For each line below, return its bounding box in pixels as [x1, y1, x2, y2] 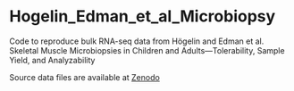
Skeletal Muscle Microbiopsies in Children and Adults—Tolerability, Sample [9, 45, 285, 55]
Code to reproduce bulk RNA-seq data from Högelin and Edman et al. [9, 36, 265, 46]
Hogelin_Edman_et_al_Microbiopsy [9, 6, 276, 27]
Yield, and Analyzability [9, 54, 96, 65]
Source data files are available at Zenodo [9, 71, 161, 82]
